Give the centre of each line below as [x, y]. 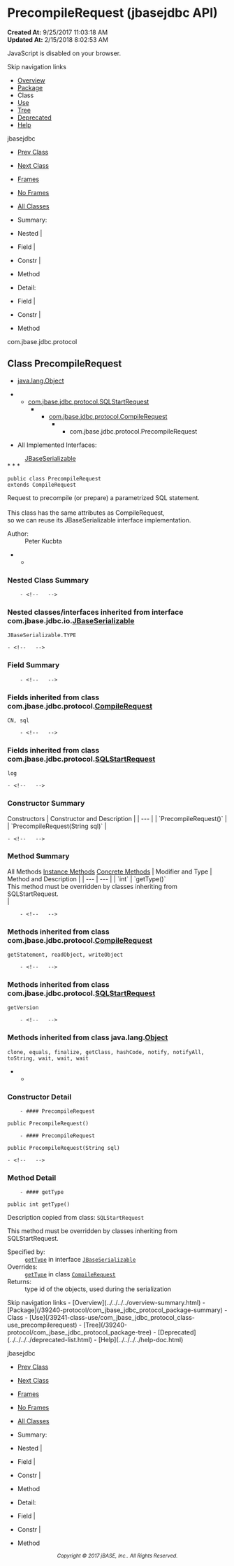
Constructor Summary [46, 804]
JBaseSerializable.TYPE [42, 635]
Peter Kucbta [44, 541]
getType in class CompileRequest [70, 1274]
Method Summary [38, 856]
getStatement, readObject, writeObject [65, 955]
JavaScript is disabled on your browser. [64, 53]
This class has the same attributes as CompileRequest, [86, 513]
